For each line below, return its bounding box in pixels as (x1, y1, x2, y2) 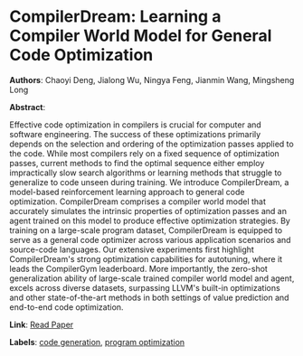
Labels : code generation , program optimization (9, 336, 185, 347)
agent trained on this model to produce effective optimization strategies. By (9, 215, 291, 226)
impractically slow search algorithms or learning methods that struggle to (9, 167, 282, 178)
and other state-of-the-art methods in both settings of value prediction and (9, 292, 289, 303)
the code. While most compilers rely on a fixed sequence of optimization (9, 147, 280, 159)
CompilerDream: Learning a (9, 6, 222, 27)
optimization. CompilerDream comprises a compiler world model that (9, 196, 267, 207)
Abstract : (9, 101, 46, 112)
